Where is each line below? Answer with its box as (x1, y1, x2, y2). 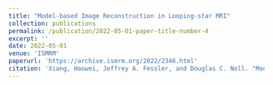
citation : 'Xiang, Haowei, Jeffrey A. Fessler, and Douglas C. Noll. (8, 65, 249, 73)
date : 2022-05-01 (8, 42, 67, 50)
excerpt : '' (8, 34, 49, 43)
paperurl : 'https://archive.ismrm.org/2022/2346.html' (8, 57, 198, 66)
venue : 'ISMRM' (8, 49, 60, 57)
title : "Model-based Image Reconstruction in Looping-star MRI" (8, 11, 231, 20)
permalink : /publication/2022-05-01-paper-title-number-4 (8, 27, 209, 35)
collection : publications (8, 19, 96, 28)
